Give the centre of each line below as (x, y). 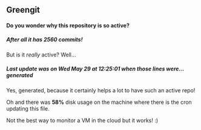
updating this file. (28, 108)
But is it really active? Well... (41, 55)
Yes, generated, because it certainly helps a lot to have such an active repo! (101, 90)
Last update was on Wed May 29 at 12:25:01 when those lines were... (95, 69)
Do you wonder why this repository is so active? (68, 25)
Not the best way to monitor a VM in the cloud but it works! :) (82, 120)
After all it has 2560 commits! (44, 39)
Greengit (23, 10)
